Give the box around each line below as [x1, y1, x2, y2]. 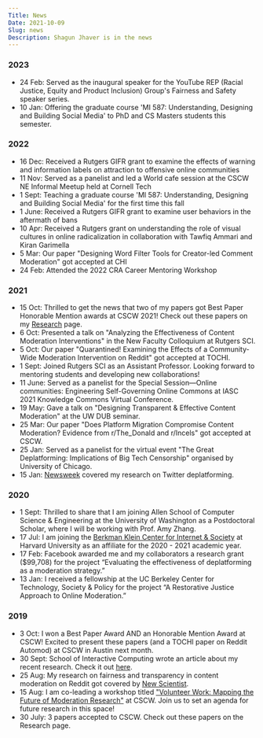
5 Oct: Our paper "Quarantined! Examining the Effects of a [19, 345, 208, 354]
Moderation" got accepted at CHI [19, 256, 127, 266]
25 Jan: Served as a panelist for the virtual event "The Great [19, 445, 214, 455]
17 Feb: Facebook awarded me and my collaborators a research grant [19, 549, 244, 559]
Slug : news [8, 26, 44, 34]
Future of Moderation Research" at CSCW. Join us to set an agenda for [19, 696, 249, 705]
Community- [209, 345, 250, 354]
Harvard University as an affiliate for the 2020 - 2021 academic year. [19, 541, 242, 551]
